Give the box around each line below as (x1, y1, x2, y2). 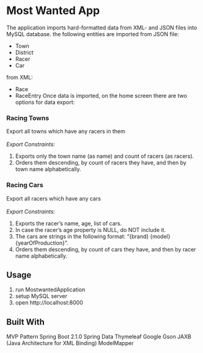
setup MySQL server (15, 292, 67, 300)
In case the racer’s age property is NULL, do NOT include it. (15, 226, 166, 233)
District (15, 48, 34, 56)
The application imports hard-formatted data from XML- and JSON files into (6, 24, 197, 31)
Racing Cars (6, 181, 44, 190)
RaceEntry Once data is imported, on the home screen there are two (15, 92, 188, 99)
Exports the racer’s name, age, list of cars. (15, 220, 122, 227)
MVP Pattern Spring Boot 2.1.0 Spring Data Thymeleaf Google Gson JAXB (6, 333, 191, 340)
